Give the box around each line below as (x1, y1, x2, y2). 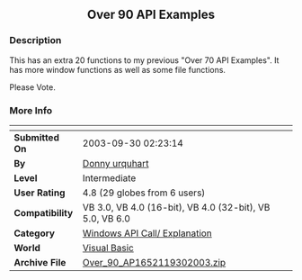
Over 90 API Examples (86, 7, 216, 23)
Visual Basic (82, 241, 135, 254)
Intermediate (82, 171, 137, 184)
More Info (9, 104, 53, 116)
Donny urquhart (82, 157, 149, 169)
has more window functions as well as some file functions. (9, 64, 226, 75)
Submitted (13, 131, 60, 143)
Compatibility (13, 206, 74, 219)
